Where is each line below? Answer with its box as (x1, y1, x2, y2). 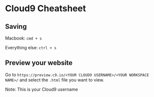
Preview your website (5, 59, 73, 67)
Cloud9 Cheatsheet (5, 3, 86, 14)
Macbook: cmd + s (5, 35, 42, 41)
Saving (5, 22, 27, 31)
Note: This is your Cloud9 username (5, 86, 78, 92)
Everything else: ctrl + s (5, 45, 57, 50)
